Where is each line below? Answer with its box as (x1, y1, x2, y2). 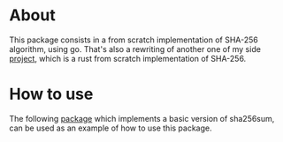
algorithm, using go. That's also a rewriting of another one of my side (9, 43, 261, 54)
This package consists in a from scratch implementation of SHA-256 (9, 34, 258, 45)
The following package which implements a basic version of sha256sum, (9, 113, 275, 123)
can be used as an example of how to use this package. (9, 123, 212, 133)
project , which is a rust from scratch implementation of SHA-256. (9, 53, 247, 64)
